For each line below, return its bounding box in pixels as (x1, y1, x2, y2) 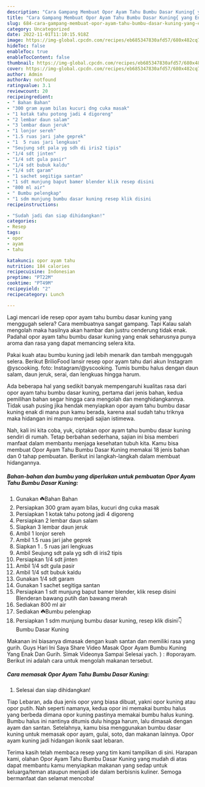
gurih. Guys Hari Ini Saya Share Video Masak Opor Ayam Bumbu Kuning (7, 644, 187, 651)
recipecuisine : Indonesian (7, 269, 75, 275)
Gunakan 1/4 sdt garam (15, 575, 75, 582)
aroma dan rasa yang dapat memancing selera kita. (7, 339, 136, 347)
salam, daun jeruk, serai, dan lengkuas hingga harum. (7, 370, 141, 378)
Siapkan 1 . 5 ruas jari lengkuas (15, 543, 94, 550)
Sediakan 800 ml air (15, 601, 66, 608)
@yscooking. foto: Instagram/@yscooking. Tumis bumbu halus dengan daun (7, 364, 198, 372)
